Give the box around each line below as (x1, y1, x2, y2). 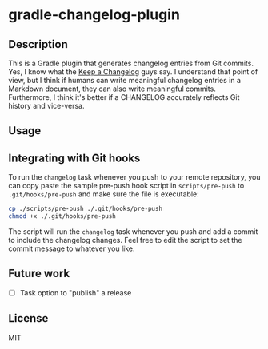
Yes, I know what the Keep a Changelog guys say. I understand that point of (8, 67, 258, 77)
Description (8, 38, 68, 51)
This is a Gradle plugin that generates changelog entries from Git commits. (8, 58, 254, 68)
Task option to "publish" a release (19, 288, 132, 297)
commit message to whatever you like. (8, 244, 135, 253)
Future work (8, 267, 70, 280)
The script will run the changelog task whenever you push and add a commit (8, 226, 258, 236)
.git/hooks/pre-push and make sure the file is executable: (8, 189, 200, 199)
